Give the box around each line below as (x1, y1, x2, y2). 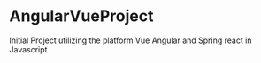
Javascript (9, 44, 48, 54)
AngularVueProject (9, 6, 154, 26)
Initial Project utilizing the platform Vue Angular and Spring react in (9, 35, 252, 45)
